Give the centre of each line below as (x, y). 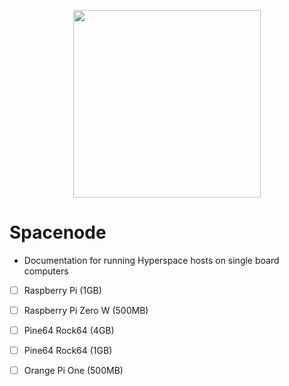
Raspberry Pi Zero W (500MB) (86, 310)
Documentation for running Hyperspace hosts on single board (151, 260)
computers (46, 271)
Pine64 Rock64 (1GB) (68, 351)
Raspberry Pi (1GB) (62, 290)
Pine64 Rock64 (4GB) (69, 331)
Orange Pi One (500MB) (73, 371)
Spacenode (58, 232)
